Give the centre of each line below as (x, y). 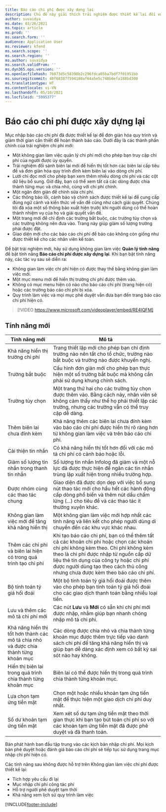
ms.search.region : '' (27, 56)
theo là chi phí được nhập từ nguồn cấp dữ (102, 554)
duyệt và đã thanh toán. (80, 732)
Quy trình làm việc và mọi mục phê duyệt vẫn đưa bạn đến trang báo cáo (86, 295)
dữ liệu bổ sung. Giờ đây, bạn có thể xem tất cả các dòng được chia (81, 181)
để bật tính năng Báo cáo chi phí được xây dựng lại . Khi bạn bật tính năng (80, 254)
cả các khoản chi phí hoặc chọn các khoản (103, 542)
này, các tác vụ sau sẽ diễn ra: (36, 259)
